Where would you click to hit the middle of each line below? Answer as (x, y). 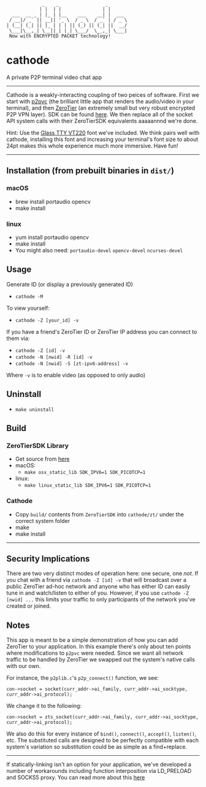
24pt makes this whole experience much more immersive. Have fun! (93, 146)
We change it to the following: (44, 706)
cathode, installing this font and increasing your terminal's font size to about (102, 139)
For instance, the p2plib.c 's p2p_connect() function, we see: (83, 678)
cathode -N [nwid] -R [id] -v (54, 357)
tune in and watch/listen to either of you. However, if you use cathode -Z (97, 593)
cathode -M (29, 296)
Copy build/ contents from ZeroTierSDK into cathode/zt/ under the (99, 514)
